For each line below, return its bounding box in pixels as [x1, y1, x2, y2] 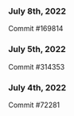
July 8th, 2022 [8, 6, 66, 17]
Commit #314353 [8, 62, 65, 71]
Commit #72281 [8, 100, 60, 110]
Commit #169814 [8, 24, 64, 34]
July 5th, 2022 [8, 44, 66, 55]
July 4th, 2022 [8, 82, 67, 93]
